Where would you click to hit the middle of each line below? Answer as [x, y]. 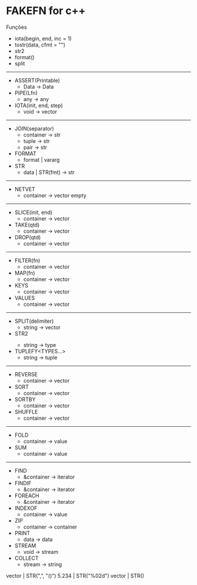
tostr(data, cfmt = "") [40, 45]
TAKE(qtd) [27, 225]
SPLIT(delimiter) [34, 321]
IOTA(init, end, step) [39, 105]
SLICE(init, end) [33, 212]
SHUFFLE [26, 412]
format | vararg [41, 159]
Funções [17, 27]
